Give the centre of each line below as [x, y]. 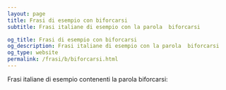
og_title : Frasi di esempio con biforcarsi [72, 39]
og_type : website [33, 53]
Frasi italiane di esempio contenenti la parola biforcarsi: [88, 79]
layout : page [26, 14]
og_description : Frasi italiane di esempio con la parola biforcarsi [113, 46]
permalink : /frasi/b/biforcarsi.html [63, 59]
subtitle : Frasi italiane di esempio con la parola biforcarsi [104, 27]
